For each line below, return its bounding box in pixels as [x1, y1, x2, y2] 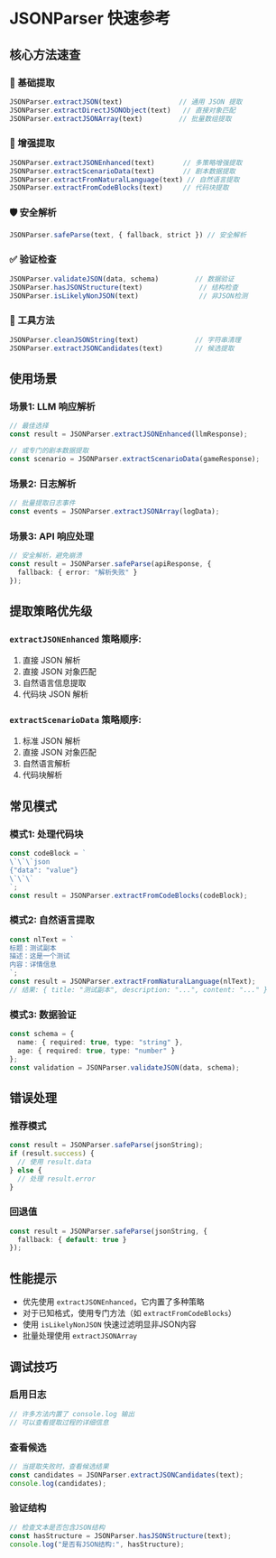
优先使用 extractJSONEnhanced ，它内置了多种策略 [22, 1296, 205, 1307]
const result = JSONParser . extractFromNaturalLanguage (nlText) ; [9, 977, 256, 987]
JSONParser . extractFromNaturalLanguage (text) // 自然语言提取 [9, 175, 240, 184]
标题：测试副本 [9, 943, 57, 952]
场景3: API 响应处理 [9, 530, 95, 543]
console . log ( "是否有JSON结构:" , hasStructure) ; [9, 1540, 185, 1549]
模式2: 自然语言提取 [9, 913, 95, 926]
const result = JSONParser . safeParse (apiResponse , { [9, 559, 212, 569]
